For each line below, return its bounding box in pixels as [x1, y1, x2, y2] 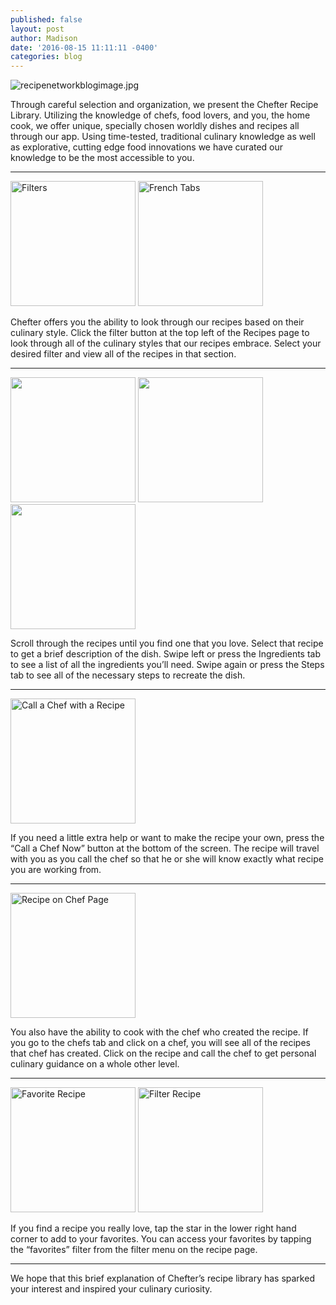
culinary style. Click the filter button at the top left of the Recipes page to [10, 327, 310, 339]
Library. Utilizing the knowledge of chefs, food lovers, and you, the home [10, 109, 311, 121]
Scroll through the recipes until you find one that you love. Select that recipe [10, 637, 324, 650]
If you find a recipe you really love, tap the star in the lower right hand [10, 1222, 297, 1235]
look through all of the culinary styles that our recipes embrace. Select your [10, 337, 322, 350]
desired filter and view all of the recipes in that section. [10, 348, 237, 360]
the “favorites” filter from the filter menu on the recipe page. [10, 1244, 258, 1256]
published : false [10, 14, 83, 25]
